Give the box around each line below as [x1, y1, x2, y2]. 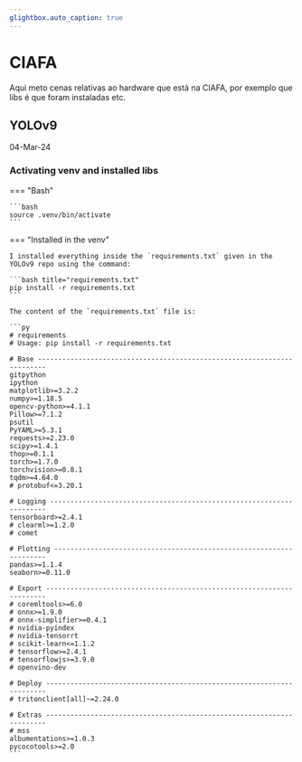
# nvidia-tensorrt [9, 631, 79, 640]
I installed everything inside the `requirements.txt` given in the [9, 251, 273, 260]
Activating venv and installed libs [9, 165, 159, 177]
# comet [9, 528, 39, 538]
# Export [9, 584, 42, 593]
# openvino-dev [9, 663, 67, 672]
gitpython [9, 370, 47, 380]
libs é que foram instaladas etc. [9, 91, 127, 102]
